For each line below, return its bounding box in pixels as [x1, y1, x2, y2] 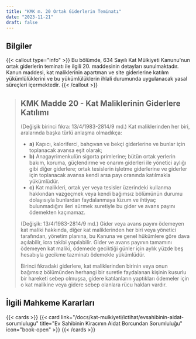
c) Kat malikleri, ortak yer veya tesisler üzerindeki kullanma [29, 184, 171, 191]
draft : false [6, 19, 38, 25]
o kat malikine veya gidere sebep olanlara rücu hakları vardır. [20, 281, 167, 288]
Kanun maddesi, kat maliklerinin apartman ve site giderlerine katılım [6, 69, 169, 76]
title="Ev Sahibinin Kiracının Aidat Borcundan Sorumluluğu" [40, 320, 183, 327]
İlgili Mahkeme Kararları [6, 298, 95, 308]
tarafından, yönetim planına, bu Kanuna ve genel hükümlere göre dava [20, 233, 190, 240]
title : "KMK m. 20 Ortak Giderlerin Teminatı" [6, 8, 122, 15]
